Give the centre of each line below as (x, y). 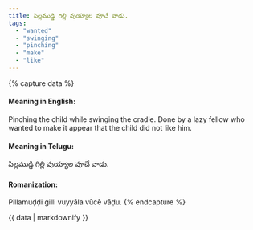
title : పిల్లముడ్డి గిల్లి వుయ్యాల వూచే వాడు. (68, 16)
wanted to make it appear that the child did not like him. (100, 128)
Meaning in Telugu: (41, 146)
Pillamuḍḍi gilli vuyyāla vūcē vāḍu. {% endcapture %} (97, 202)
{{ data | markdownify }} (49, 218)
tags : (17, 23)
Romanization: (33, 184)
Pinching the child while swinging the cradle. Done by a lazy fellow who (126, 119)
